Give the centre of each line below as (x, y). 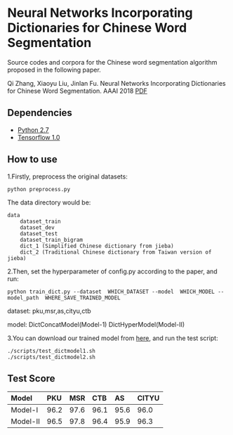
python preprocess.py (39, 189)
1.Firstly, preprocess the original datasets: (67, 176)
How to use (32, 160)
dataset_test (39, 233)
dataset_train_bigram (51, 240)
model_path (23, 298)
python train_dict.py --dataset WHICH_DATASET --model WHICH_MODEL (111, 292)
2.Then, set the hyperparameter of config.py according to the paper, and (112, 271)
